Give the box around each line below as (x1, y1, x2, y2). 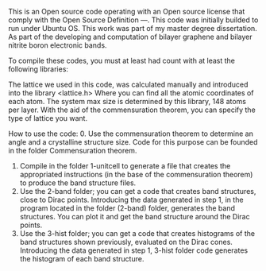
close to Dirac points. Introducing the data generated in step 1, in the (19, 195, 244, 204)
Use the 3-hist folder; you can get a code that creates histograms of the (19, 229, 256, 238)
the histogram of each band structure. (19, 254, 145, 263)
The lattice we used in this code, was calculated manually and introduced (8, 79, 249, 89)
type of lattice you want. (8, 114, 88, 122)
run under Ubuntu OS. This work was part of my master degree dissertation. (8, 24, 258, 33)
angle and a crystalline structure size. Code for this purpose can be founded (8, 137, 258, 146)
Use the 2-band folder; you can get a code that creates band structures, (19, 187, 256, 196)
